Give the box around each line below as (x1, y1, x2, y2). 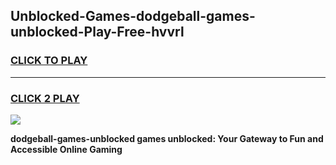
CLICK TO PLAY (10, 54, 88, 68)
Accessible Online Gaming (10, 143, 123, 155)
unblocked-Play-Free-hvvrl (10, 24, 185, 41)
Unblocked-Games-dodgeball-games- (10, 8, 256, 25)
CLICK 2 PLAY (10, 91, 80, 105)
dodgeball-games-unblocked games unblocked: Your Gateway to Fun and (10, 132, 324, 144)
